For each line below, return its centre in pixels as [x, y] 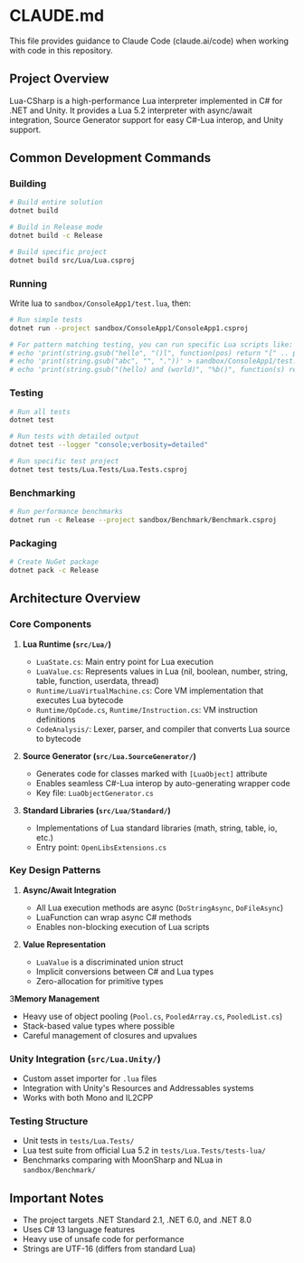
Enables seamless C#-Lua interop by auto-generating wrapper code [163, 783]
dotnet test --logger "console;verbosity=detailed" [109, 445]
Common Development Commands [110, 158]
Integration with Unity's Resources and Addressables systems [138, 1088]
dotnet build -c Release [56, 236]
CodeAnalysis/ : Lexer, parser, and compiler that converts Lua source [163, 728]
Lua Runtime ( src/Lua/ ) [66, 644]
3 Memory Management [55, 998]
